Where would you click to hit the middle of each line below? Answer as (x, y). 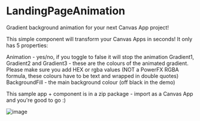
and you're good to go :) (36, 100)
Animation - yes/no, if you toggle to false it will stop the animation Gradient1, (100, 57)
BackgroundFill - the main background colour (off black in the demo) (91, 82)
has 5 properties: (27, 45)
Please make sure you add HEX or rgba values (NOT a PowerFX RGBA (93, 69)
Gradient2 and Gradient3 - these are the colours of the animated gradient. (97, 63)
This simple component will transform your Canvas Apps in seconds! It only (99, 39)
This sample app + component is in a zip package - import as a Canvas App (100, 94)
